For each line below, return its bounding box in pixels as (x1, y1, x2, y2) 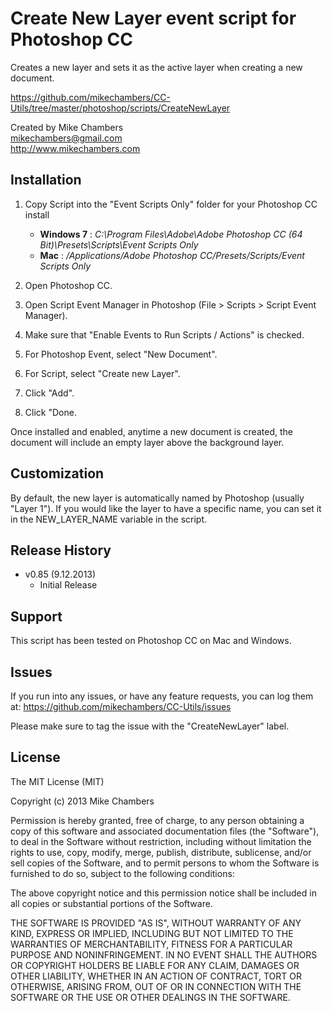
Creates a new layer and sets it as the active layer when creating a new (10, 61, 303, 73)
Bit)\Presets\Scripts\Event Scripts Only (39, 238, 199, 251)
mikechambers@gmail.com (10, 132, 123, 144)
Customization (10, 465, 105, 482)
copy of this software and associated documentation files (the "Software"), (10, 825, 320, 837)
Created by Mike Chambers (10, 121, 124, 133)
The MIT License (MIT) (10, 775, 105, 787)
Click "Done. (24, 406, 77, 418)
